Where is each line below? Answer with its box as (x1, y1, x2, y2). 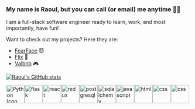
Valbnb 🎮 (14, 60, 39, 67)
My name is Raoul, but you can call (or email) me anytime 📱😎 (6, 5, 181, 13)
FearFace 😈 (14, 47, 45, 54)
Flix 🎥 (14, 54, 28, 61)
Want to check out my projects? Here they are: (6, 36, 118, 43)
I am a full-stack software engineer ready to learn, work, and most (6, 19, 166, 26)
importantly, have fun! (6, 24, 59, 31)
